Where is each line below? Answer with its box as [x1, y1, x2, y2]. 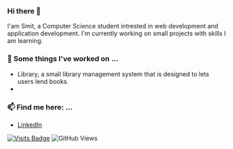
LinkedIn [17, 121, 42, 129]
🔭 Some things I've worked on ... [7, 54, 119, 64]
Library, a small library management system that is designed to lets [17, 69, 210, 78]
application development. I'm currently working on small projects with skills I [7, 29, 226, 37]
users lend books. [17, 77, 70, 85]
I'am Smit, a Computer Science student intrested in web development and [7, 22, 219, 30]
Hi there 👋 [7, 6, 42, 16]
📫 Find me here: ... [7, 102, 73, 112]
